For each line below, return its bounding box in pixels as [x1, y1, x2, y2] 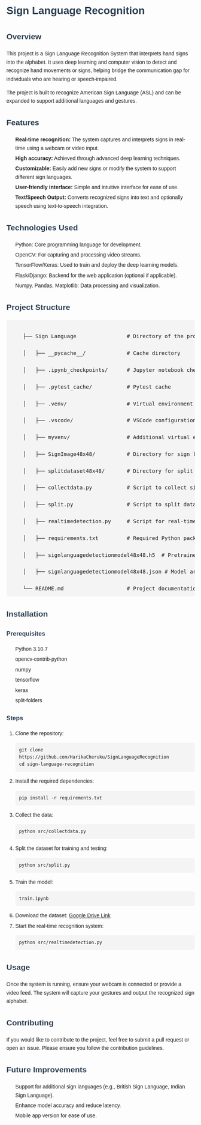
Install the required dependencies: [15, 778, 94, 784]
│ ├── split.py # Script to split [22, 501, 181, 508]
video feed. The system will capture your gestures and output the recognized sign [6, 989, 195, 996]
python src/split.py [19, 862, 70, 868]
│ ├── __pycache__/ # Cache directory [22, 350, 181, 357]
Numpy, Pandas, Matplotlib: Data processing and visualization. [15, 282, 160, 289]
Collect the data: [15, 811, 53, 818]
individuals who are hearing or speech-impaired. [6, 76, 118, 82]
